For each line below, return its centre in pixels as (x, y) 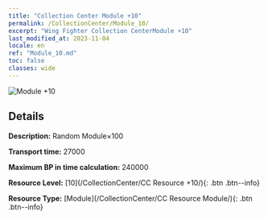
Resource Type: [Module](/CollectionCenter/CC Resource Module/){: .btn (131, 198)
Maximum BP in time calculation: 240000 (78, 167)
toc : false (27, 61)
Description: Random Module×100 (66, 136)
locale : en (27, 46)
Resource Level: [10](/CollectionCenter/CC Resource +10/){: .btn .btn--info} (134, 183)
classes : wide (32, 68)
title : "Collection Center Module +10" (75, 16)
